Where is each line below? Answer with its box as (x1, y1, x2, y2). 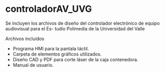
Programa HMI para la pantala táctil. (12, 45, 89, 51)
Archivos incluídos (5, 35, 45, 42)
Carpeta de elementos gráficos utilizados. (12, 51, 102, 57)
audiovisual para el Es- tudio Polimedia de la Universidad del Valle (5, 25, 145, 31)
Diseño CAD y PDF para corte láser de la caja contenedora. (12, 56, 139, 62)
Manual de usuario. (12, 62, 54, 68)
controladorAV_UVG (5, 3, 93, 15)
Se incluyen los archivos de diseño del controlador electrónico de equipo (5, 20, 160, 26)
